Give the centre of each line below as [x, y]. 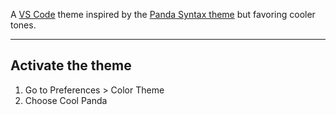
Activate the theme [71, 65]
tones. [23, 25]
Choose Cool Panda [66, 100]
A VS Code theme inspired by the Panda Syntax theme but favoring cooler [163, 14]
